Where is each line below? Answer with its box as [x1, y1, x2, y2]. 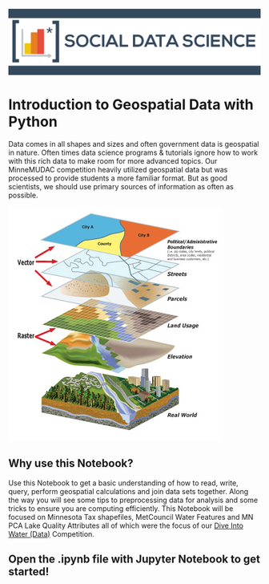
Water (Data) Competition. [8, 529, 94, 538]
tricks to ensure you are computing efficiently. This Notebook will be [8, 503, 234, 513]
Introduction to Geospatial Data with [8, 95, 254, 114]
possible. [8, 190, 38, 200]
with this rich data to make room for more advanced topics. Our [8, 156, 218, 165]
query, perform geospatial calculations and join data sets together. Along [8, 486, 249, 496]
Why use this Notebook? [8, 456, 134, 470]
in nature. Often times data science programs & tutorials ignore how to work [8, 148, 259, 157]
